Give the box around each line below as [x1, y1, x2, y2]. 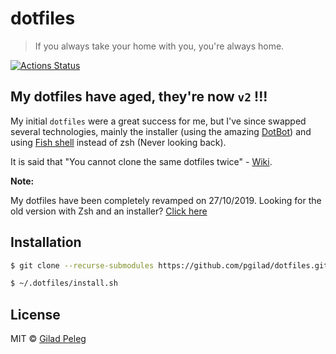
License [10, 306, 61, 323]
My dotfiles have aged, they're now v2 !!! [10, 88, 268, 106]
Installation [10, 234, 82, 251]
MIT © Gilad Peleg [10, 333, 87, 345]
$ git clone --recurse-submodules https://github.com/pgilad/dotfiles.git [10, 260, 329, 271]
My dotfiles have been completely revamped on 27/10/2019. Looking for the [10, 194, 322, 206]
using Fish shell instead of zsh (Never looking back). [10, 136, 227, 148]
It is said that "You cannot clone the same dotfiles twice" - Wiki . [10, 155, 273, 167]
